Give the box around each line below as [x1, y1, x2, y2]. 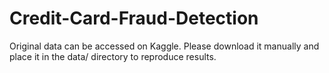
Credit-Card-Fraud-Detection [9, 7, 259, 30]
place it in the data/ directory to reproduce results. [9, 50, 217, 62]
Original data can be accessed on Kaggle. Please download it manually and [9, 40, 320, 52]
